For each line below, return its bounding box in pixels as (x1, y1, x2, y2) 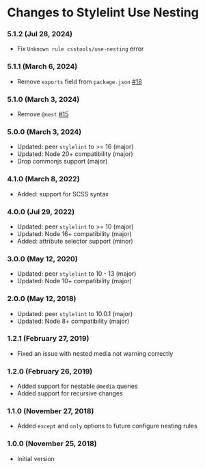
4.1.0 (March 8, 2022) (7, 174, 80, 184)
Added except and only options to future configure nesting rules (16, 422, 197, 430)
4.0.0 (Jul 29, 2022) (7, 207, 75, 216)
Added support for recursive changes (16, 389, 123, 398)
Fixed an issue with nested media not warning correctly (16, 349, 174, 357)
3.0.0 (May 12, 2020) (7, 254, 79, 263)
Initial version (16, 454, 55, 463)
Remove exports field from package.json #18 (16, 77, 142, 86)
